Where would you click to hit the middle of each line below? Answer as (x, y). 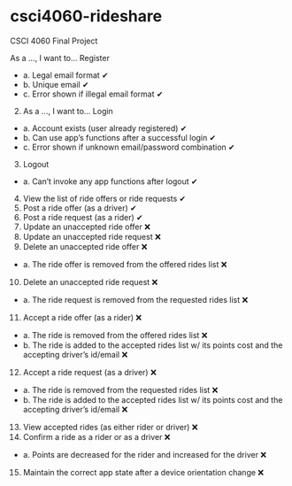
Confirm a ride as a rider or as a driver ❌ (96, 436)
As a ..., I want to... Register (60, 58)
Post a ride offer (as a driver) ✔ (80, 208)
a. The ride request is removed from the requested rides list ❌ (135, 299)
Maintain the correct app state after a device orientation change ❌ (143, 472)
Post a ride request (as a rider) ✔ (83, 217)
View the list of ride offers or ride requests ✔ (104, 198)
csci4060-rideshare (86, 16)
